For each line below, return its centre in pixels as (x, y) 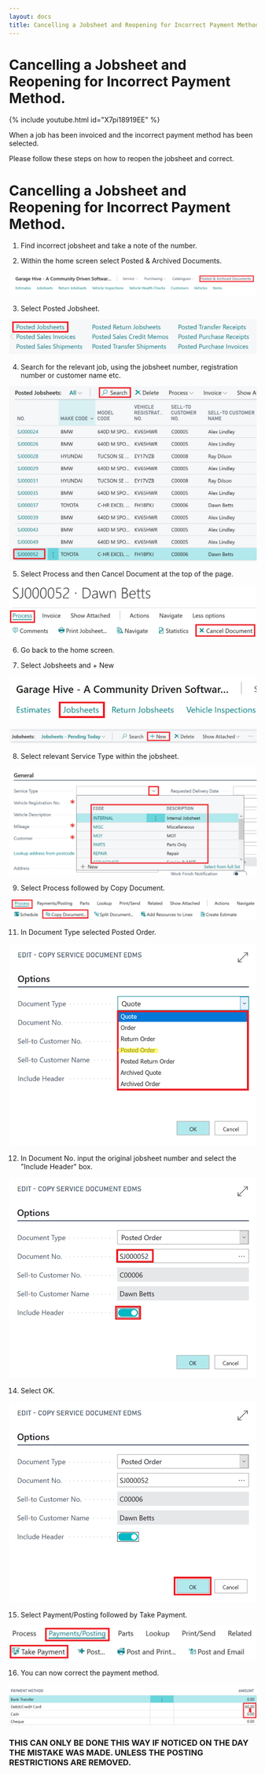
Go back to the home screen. (67, 650)
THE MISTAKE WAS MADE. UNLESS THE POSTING (106, 1752)
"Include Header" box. (57, 1166)
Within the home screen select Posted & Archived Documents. (121, 261)
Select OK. (38, 1390)
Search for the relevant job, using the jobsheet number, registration (129, 366)
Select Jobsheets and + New (67, 665)
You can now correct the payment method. (90, 1673)
